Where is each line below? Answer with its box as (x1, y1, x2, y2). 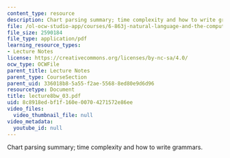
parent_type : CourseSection (7, 73, 88, 81)
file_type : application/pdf (7, 36, 88, 42)
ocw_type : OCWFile (7, 61, 60, 68)
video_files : (7, 105, 44, 112)
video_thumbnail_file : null (13, 111, 94, 118)
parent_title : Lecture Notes (7, 67, 90, 74)
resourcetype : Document (7, 86, 75, 93)
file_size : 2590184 (7, 29, 63, 36)
